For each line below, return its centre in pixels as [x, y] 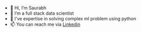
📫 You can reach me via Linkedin [45, 24]
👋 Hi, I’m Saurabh [28, 8]
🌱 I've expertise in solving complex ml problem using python [73, 19]
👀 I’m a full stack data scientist [42, 13]
